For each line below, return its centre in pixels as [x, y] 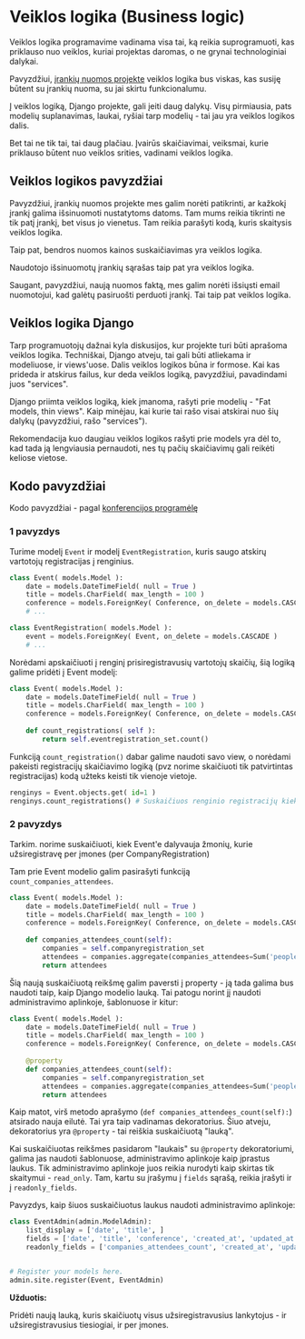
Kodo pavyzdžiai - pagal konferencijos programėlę [104, 508]
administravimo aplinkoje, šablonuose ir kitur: [94, 1002]
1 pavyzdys [35, 532]
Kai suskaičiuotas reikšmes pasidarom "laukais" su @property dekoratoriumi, [152, 1149]
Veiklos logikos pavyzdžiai [86, 181]
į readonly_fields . [43, 1187]
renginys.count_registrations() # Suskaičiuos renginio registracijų [144, 801]
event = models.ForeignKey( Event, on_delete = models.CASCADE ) [152, 636]
